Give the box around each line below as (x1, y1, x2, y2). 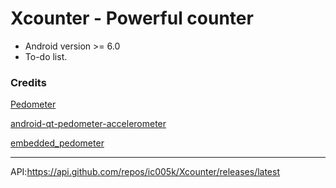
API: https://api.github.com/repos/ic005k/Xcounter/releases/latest (10, 166, 281, 178)
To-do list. (24, 50, 68, 62)
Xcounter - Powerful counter (10, 7, 254, 30)
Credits (10, 75, 47, 89)
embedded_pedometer (10, 137, 105, 149)
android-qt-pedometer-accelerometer (10, 118, 167, 130)
